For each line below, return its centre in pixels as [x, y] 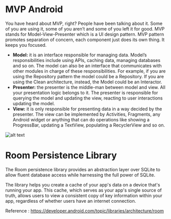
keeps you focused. [26, 45]
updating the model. [34, 103]
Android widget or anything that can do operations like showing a [81, 119]
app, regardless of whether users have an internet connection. [71, 201]
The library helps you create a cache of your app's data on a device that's [83, 184]
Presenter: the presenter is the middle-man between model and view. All [89, 87]
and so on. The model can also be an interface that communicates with [87, 66]
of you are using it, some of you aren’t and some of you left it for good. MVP [85, 28]
